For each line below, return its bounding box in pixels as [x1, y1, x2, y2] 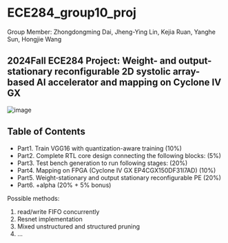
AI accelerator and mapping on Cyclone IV [37, 77, 222, 88]
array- [172, 66, 200, 77]
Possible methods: [7, 194, 60, 202]
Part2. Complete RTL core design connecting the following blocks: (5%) [17, 151, 222, 159]
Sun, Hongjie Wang [7, 35, 62, 43]
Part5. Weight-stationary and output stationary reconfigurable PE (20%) [17, 173, 222, 182]
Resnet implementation [17, 215, 83, 223]
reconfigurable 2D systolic [54, 66, 171, 77]
